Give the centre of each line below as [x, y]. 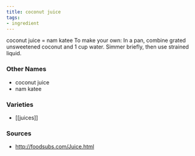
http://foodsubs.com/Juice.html [54, 147]
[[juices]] [26, 117]
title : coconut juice [34, 12]
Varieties [20, 104]
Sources [19, 133]
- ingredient [23, 23]
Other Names [26, 69]
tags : [13, 18]
